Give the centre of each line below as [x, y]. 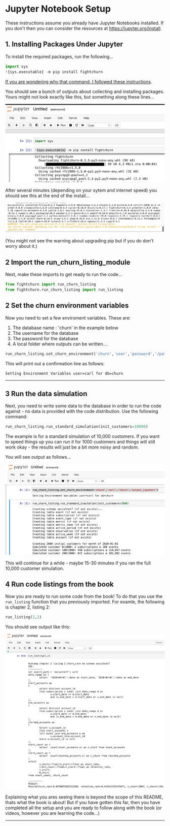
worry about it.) [22, 246]
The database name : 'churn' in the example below [66, 328]
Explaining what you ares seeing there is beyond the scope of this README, [84, 797]
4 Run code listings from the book [59, 584]
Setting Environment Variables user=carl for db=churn [64, 373]
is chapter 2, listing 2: [28, 607]
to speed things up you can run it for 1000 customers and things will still [80, 442]
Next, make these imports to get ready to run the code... [64, 274]
